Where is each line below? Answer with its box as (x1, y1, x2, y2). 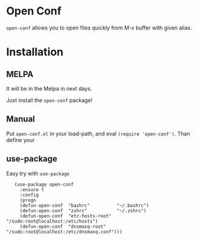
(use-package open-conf (14, 182, 74, 188)
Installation (6, 45, 64, 59)
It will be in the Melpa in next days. (6, 85, 92, 92)
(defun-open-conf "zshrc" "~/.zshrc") (19, 207, 147, 214)
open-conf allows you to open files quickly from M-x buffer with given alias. (6, 24, 193, 31)
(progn (19, 197, 36, 203)
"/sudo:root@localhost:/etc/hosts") (6, 218, 98, 224)
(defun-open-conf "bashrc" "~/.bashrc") (19, 203, 149, 209)
